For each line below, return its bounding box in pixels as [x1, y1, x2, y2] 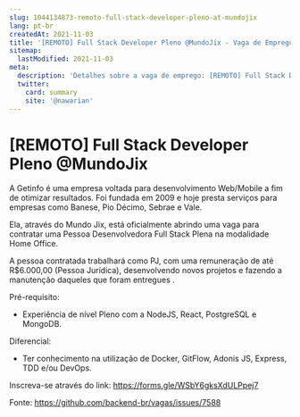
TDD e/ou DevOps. [21, 363, 92, 373]
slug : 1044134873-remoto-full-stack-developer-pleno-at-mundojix [9, 13, 257, 22]
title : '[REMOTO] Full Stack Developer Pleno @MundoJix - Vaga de [9, 38, 262, 47]
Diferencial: [9, 336, 52, 346]
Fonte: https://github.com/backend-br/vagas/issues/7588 [9, 397, 221, 408]
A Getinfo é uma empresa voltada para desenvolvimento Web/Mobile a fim [9, 183, 284, 194]
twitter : [17, 79, 50, 88]
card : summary [25, 88, 78, 96]
